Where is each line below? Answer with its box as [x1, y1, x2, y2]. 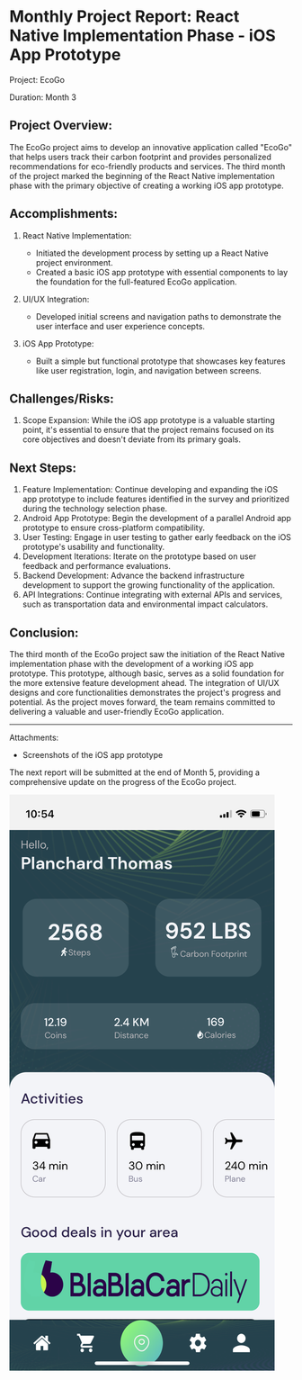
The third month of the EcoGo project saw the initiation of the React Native [9, 649, 286, 659]
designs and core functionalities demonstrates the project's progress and [9, 687, 281, 698]
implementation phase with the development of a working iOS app [9, 659, 254, 669]
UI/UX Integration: [22, 293, 90, 304]
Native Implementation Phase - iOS [9, 25, 276, 46]
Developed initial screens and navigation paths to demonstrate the [35, 311, 281, 321]
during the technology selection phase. [22, 503, 168, 514]
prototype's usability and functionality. [22, 542, 165, 553]
